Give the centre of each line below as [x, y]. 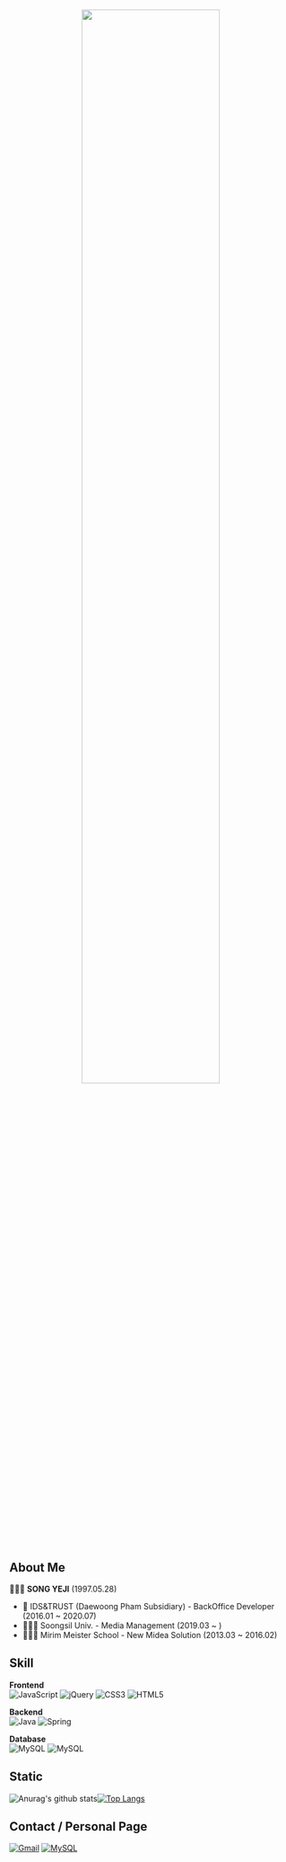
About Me [37, 1568]
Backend [26, 1712]
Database [28, 1739]
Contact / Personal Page [78, 1826]
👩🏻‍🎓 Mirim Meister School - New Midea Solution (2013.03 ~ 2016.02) [150, 1635]
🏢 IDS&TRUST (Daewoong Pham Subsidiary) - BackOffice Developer [148, 1606]
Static [26, 1777]
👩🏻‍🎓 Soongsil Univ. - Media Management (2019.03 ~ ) [122, 1626]
